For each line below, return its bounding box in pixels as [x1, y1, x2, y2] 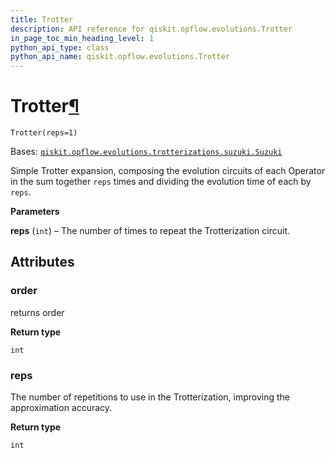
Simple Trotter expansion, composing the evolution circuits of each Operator [10, 165, 326, 177]
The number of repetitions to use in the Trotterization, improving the [10, 391, 290, 403]
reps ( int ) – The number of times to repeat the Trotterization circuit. [10, 225, 291, 237]
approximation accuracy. [10, 402, 113, 414]
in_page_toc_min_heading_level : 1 [10, 33, 155, 43]
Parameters [10, 206, 60, 218]
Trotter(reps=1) [10, 128, 78, 138]
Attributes [10, 254, 75, 271]
